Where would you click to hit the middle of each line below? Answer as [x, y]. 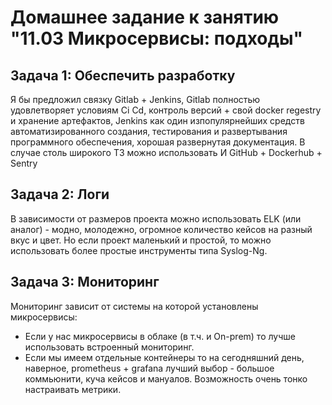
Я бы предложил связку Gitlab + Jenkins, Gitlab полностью [135, 99]
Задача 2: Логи [60, 194]
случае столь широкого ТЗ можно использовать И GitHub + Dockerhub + [166, 152]
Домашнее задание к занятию [145, 17]
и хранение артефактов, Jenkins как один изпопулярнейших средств [157, 120]
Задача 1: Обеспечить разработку [123, 75]
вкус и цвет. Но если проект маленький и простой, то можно [141, 240]
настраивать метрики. [73, 389]
